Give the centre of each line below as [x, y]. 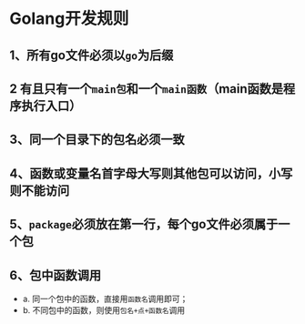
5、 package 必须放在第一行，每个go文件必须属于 [144, 224]
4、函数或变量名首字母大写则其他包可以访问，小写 [151, 173]
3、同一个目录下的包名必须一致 [97, 140]
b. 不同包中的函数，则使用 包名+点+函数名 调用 [104, 309]
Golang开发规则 [69, 19]
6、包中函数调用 [56, 275]
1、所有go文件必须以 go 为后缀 [91, 55]
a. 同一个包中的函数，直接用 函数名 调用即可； [105, 299]
